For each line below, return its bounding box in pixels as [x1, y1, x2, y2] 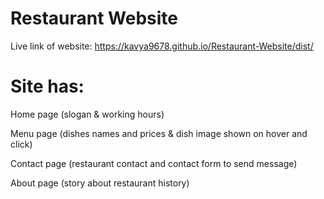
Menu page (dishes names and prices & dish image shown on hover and [10, 127, 308, 139]
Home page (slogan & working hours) [10, 108, 165, 120]
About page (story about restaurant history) [10, 177, 190, 189]
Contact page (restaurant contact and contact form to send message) [10, 157, 298, 169]
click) [10, 138, 33, 150]
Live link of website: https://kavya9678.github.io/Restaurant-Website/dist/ [10, 40, 314, 52]
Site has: [10, 75, 85, 98]
